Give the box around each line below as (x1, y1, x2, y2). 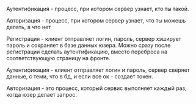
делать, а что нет (6, 24, 51, 30)
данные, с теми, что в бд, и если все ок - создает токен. (6, 73, 154, 80)
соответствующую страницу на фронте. (6, 55, 111, 61)
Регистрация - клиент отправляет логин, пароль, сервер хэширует (6, 35, 181, 42)
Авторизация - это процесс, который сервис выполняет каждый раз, (6, 85, 187, 92)
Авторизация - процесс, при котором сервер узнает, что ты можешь (6, 17, 186, 24)
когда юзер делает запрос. (6, 91, 78, 98)
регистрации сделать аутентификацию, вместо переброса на (6, 48, 168, 55)
